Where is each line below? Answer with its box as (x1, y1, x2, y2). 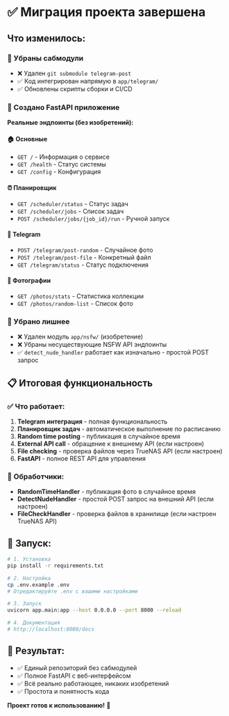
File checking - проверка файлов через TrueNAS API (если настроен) (17, 446, 223, 455)
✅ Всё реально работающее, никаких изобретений (17, 679, 169, 687)
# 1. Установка (7, 556, 51, 563)
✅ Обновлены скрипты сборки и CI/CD (17, 84, 133, 93)
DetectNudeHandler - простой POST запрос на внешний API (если (17, 495, 214, 504)
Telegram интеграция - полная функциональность (17, 417, 168, 426)
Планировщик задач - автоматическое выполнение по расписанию (17, 424, 221, 433)
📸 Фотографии (7, 277, 51, 285)
